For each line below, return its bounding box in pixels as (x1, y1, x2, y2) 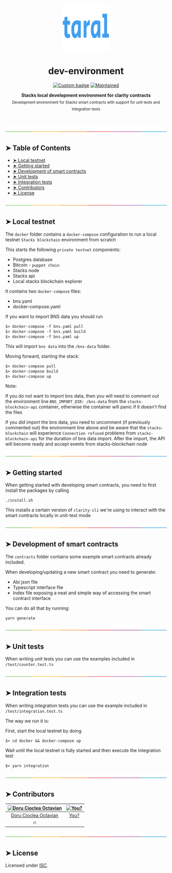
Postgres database (12, 256, 53, 262)
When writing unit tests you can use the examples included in (5, 656, 135, 662)
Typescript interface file (12, 584, 63, 590)
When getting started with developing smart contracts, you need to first (5, 482, 157, 488)
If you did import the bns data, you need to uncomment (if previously (5, 419, 150, 425)
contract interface (12, 595, 51, 601)
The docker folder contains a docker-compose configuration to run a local (5, 231, 157, 237)
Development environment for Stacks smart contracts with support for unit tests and (12, 99, 160, 105)
